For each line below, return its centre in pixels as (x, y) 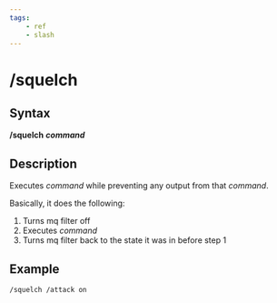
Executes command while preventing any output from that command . (139, 186)
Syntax (30, 113)
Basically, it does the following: (67, 203)
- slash (40, 35)
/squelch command (47, 135)
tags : (20, 18)
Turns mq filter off (56, 221)
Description (43, 163)
